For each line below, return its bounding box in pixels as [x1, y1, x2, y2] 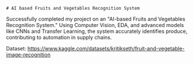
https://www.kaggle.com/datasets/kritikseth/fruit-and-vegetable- [27, 45, 185, 52]
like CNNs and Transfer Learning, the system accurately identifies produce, [6, 28, 188, 35]
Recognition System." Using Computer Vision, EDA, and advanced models [6, 22, 184, 28]
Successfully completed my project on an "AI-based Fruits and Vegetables [6, 16, 185, 22]
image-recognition [6, 51, 51, 58]
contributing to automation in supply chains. [6, 34, 112, 40]
